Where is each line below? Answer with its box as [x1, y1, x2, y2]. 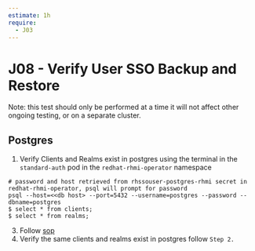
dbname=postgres [8, 198, 61, 206]
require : [8, 19, 37, 27]
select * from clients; [15, 206, 93, 213]
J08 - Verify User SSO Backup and [8, 60, 237, 78]
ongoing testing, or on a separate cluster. [8, 111, 141, 120]
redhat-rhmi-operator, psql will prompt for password [8, 185, 188, 193]
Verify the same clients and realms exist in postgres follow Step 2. [19, 235, 235, 244]
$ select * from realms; [8, 213, 89, 220]
